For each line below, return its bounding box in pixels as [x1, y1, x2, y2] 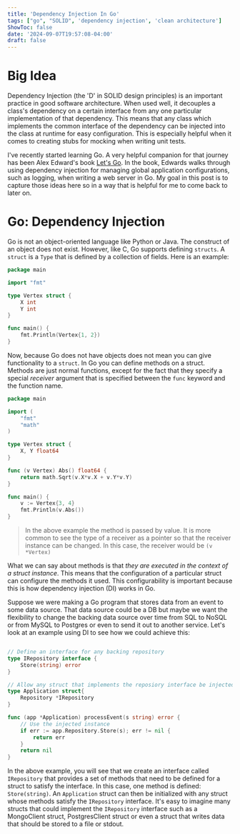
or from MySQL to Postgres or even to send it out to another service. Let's [7, 621, 226, 629]
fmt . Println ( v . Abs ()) [20, 506, 84, 514]
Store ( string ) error [20, 661, 81, 668]
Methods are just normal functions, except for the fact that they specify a [7, 366, 223, 375]
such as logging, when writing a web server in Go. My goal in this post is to [7, 174, 229, 182]
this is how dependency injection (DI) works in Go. [7, 584, 156, 593]
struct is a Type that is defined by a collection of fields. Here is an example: [7, 253, 229, 261]
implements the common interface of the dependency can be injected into [7, 122, 226, 131]
